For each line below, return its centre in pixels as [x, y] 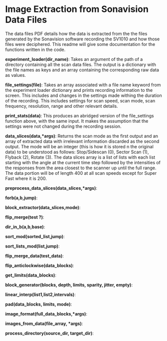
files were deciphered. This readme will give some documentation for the [80, 44]
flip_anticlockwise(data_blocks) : [40, 265]
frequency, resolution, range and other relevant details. [62, 106]
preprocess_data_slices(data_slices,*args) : [51, 188]
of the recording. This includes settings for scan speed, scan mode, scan [80, 100]
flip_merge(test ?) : [25, 217]
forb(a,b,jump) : [21, 198]
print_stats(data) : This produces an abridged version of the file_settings [80, 115]
